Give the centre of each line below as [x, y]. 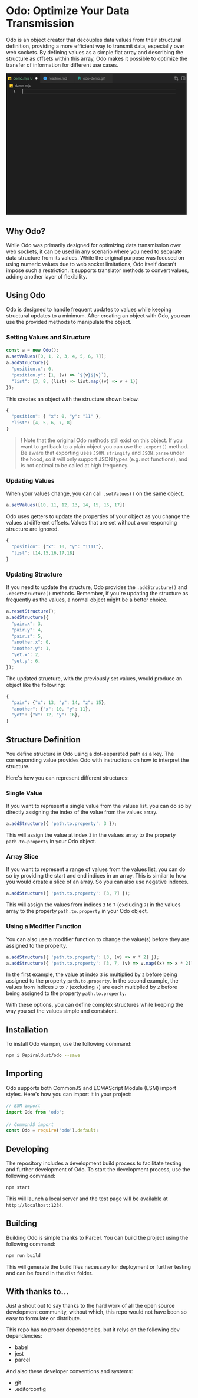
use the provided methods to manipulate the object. [69, 322]
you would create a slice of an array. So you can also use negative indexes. [97, 882]
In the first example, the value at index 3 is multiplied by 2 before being [92, 974]
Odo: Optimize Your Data [68, 11]
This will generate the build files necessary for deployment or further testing [99, 1266]
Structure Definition [43, 740]
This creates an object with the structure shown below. [73, 399]
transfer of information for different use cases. [62, 65]
